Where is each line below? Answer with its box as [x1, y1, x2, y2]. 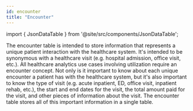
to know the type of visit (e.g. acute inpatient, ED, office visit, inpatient [6, 79, 177, 86]
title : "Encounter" [6, 14, 54, 20]
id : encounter [6, 8, 41, 15]
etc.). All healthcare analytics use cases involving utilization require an [6, 60, 177, 68]
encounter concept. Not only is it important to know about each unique [6, 67, 178, 74]
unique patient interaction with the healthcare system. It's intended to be [6, 48, 183, 55]
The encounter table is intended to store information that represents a [6, 42, 176, 49]
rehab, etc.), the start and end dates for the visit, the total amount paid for [6, 86, 185, 93]
